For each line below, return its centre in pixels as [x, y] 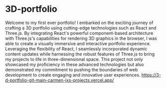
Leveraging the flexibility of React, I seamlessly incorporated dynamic [76, 49]
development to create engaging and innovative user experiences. [73, 75]
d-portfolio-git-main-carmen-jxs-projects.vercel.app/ [59, 80]
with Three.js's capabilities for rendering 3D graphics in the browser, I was [81, 38]
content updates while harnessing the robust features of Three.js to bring [80, 54]
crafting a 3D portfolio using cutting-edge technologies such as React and [81, 28]
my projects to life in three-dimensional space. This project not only [74, 59]
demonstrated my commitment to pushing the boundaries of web [71, 69]
